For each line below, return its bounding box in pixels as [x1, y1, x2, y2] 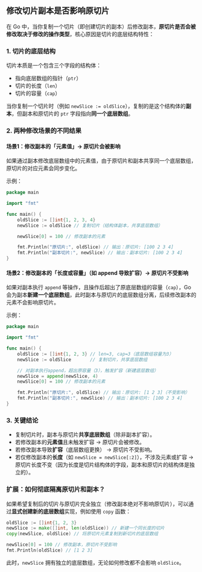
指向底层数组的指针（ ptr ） [14, 75, 82, 82]
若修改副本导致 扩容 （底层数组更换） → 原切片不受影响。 [14, 446, 156, 453]
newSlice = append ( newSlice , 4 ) [17, 373, 98, 379]
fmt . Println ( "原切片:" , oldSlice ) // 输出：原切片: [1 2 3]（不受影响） [17, 389, 190, 396]
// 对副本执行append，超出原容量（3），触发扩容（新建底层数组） [17, 367, 159, 374]
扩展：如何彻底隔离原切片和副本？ [6, 485, 106, 494]
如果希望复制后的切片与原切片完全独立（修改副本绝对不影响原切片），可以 [6, 500, 189, 508]
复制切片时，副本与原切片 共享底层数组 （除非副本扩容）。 [14, 431, 156, 438]
